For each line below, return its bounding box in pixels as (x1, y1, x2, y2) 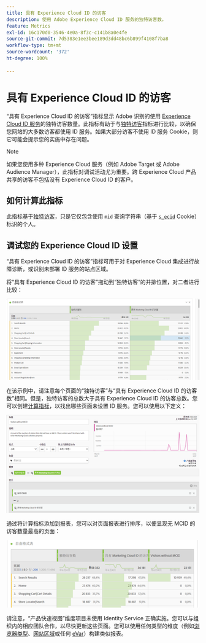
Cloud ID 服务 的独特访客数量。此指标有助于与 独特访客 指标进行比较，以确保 (6, 120, 196, 127)
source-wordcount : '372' (6, 49, 70, 55)
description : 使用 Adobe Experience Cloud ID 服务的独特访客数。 (6, 16, 167, 23)
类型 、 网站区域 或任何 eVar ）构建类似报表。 (17, 629, 127, 637)
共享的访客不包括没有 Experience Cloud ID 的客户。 (6, 176, 137, 183)
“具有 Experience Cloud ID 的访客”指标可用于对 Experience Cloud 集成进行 (6, 258, 194, 265)
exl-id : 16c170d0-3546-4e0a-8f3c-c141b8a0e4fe (6, 29, 128, 36)
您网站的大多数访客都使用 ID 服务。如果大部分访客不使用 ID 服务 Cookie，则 (6, 128, 198, 135)
